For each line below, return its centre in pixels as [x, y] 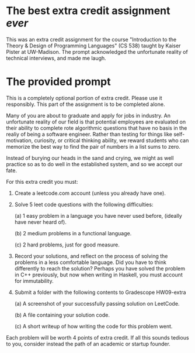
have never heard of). [41, 222]
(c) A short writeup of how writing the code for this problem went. [93, 326]
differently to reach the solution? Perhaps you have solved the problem [100, 268]
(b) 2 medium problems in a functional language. [73, 233]
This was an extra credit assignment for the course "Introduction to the [91, 39]
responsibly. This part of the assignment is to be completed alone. [86, 104]
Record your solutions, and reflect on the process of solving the [91, 256]
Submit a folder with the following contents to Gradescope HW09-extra [100, 292]
